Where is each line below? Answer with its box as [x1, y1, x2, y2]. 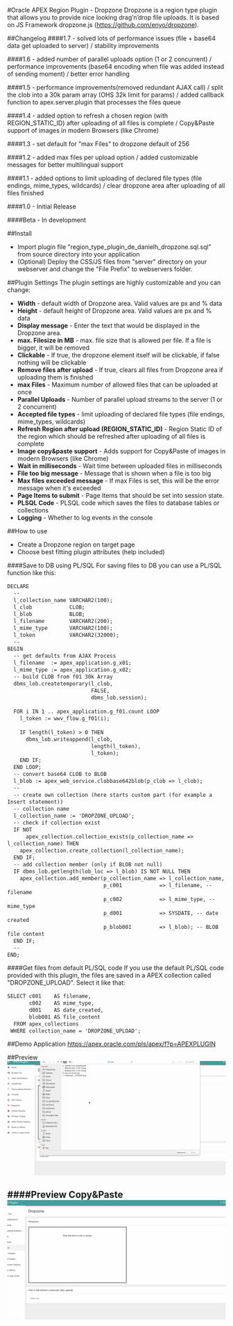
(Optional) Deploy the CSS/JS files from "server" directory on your [17, 257, 207, 266]
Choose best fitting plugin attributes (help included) [17, 548, 165, 556]
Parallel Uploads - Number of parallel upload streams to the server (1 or [17, 396, 223, 403]
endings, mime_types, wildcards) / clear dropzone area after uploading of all [7, 181, 225, 190]
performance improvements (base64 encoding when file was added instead [7, 63, 225, 70]
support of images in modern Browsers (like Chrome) [7, 127, 159, 134]
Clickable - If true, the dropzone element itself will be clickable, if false [17, 351, 221, 359]
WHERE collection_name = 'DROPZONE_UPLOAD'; [10, 1028, 141, 1035]
